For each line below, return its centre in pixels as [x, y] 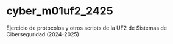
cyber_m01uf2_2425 [60, 11]
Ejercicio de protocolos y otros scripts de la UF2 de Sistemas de [87, 28]
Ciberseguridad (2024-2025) [43, 34]
